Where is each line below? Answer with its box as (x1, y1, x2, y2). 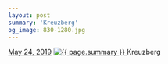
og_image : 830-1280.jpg (8, 26, 86, 34)
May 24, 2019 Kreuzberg (8, 48, 162, 57)
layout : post (8, 11, 51, 20)
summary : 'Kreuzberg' (8, 19, 79, 27)
